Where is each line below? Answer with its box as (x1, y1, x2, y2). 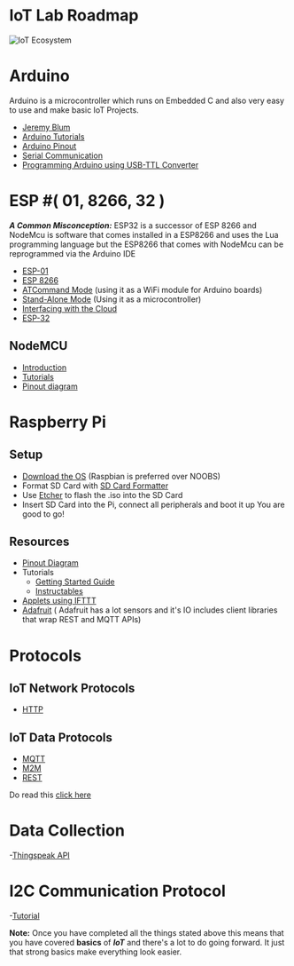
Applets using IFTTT (21, 596, 97, 606)
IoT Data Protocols (9, 730, 113, 745)
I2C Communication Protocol (9, 881, 226, 901)
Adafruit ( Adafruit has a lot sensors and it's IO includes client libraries (21, 605, 278, 615)
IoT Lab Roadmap (9, 5, 139, 26)
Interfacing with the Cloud (21, 303, 118, 313)
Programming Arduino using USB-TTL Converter (21, 159, 199, 170)
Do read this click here (9, 789, 91, 800)
